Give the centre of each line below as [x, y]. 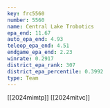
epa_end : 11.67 [29, 33]
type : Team [23, 78]
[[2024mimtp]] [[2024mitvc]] [49, 98]
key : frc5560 [26, 13]
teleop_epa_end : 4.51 [38, 46]
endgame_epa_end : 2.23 [40, 53]
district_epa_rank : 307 [42, 65]
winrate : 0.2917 [30, 59]
